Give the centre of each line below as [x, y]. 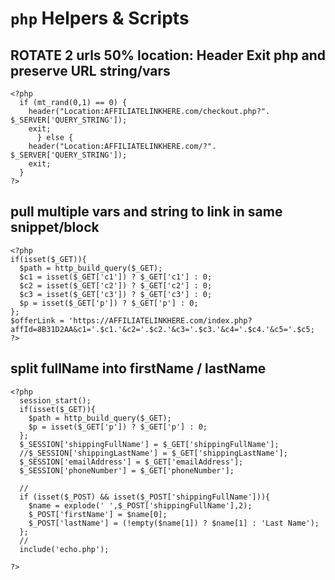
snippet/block [55, 227]
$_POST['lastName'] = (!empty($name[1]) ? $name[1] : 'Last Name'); [174, 523]
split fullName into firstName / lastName [138, 368]
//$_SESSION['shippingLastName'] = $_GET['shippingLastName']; [153, 453]
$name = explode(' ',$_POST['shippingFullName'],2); [140, 505]
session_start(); [55, 400]
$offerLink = [37, 320]
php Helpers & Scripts [100, 18]
